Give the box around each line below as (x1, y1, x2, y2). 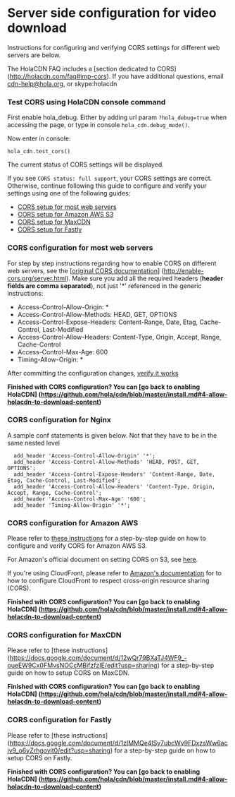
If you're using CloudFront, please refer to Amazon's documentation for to (7, 569, 222, 577)
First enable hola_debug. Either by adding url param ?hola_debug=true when (7, 113, 227, 121)
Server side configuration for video (7, 5, 217, 21)
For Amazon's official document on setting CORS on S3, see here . (7, 556, 198, 564)
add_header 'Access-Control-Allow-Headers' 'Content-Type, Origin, (13, 483, 216, 490)
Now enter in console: (7, 134, 71, 143)
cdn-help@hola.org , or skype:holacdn (7, 79, 118, 88)
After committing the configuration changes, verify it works (7, 368, 179, 377)
